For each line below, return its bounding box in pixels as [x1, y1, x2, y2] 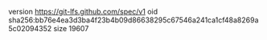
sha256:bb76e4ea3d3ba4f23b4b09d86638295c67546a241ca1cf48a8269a [8, 15, 259, 25]
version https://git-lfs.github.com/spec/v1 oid [8, 7, 158, 16]
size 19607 [53, 24, 89, 33]
